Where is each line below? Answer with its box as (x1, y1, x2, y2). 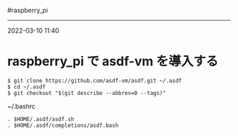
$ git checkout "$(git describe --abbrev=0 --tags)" (7, 89, 166, 96)
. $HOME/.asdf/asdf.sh (7, 115, 74, 123)
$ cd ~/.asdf (7, 83, 46, 91)
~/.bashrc (7, 102, 36, 110)
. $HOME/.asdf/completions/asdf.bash (7, 122, 119, 129)
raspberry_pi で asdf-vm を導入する (7, 53, 219, 69)
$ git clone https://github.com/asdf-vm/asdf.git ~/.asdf (7, 77, 182, 84)
